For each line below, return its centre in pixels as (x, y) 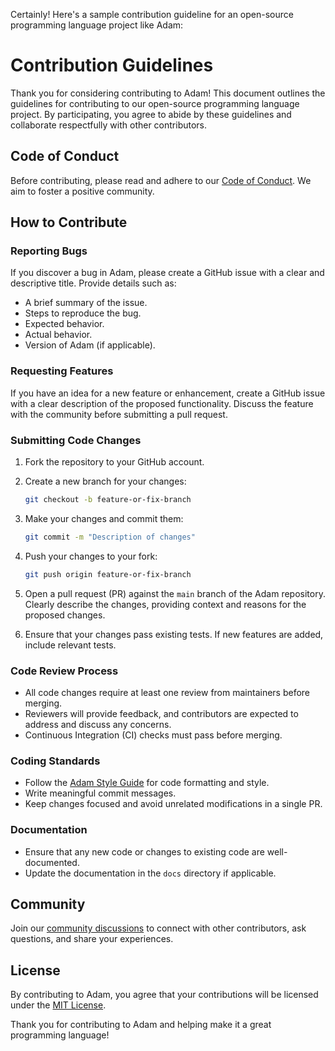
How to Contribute (69, 222)
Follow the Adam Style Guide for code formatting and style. (147, 783)
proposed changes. (65, 615)
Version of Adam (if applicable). (90, 345)
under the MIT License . (58, 1005)
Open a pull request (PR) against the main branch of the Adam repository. (175, 593)
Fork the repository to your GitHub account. (114, 462)
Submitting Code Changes (76, 440)
